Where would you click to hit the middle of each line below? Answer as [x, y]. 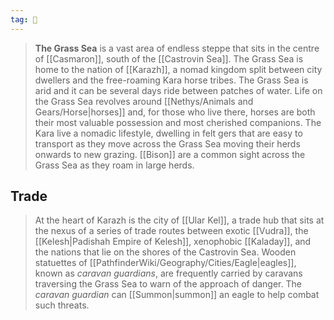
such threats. [62, 305]
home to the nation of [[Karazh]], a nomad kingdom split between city [178, 69]
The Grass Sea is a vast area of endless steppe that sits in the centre [177, 48]
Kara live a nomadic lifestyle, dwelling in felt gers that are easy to [168, 133]
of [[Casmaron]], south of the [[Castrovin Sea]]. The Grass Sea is [169, 58]
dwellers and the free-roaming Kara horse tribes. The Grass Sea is [171, 80]
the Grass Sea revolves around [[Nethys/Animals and [144, 101]
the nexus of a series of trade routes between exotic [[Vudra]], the [171, 231]
